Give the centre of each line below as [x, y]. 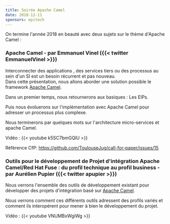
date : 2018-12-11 [24, 15]
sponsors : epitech [25, 20]
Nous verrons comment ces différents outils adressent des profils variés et [84, 200]
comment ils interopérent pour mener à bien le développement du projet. [82, 206]
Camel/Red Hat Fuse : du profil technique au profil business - [83, 167]
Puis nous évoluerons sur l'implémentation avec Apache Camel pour [77, 107]
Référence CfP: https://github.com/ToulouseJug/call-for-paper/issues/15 [82, 147]
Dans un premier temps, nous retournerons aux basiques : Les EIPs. [77, 97]
